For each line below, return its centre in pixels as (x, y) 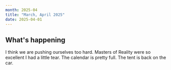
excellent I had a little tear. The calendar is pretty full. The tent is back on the (86, 58)
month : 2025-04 (21, 10)
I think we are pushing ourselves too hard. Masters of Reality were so (78, 52)
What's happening (35, 40)
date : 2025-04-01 (24, 19)
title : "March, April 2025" (35, 15)
